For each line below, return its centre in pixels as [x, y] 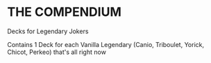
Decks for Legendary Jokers [48, 31]
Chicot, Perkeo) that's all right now [57, 52]
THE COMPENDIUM [64, 12]
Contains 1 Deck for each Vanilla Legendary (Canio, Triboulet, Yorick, [106, 44]
